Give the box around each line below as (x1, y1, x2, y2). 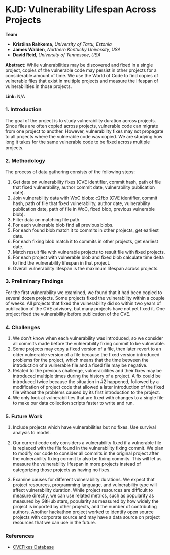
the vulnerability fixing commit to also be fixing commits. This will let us (12, 456, 162, 462)
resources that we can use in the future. (12, 520, 96, 526)
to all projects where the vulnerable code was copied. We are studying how (5, 134, 163, 140)
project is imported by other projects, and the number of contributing (12, 504, 157, 510)
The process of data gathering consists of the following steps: (5, 169, 135, 175)
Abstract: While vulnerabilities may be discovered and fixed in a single (5, 62, 153, 68)
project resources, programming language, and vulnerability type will (12, 482, 157, 488)
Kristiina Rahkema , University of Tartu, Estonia (12, 41, 112, 47)
